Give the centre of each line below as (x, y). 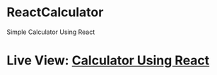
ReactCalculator (55, 12)
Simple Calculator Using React (51, 32)
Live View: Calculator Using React (108, 60)
